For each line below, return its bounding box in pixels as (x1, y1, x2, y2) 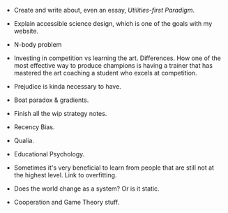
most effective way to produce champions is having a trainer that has (13, 61, 213, 69)
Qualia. (13, 136, 35, 145)
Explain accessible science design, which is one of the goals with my (13, 20, 213, 27)
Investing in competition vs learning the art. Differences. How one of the (13, 54, 221, 62)
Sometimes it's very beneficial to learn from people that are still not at (13, 163, 215, 172)
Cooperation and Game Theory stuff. (13, 198, 120, 206)
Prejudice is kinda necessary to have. (13, 82, 122, 90)
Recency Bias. (13, 123, 55, 131)
